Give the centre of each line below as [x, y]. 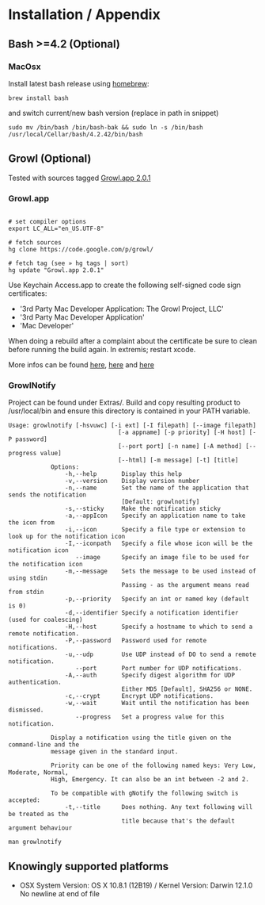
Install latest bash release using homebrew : [79, 83]
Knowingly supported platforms [89, 866]
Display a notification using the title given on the [141, 738]
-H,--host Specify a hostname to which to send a [159, 627]
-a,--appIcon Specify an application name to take [155, 516]
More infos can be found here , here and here [81, 364]
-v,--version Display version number [132, 481]
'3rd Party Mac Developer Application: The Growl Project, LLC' [121, 309]
